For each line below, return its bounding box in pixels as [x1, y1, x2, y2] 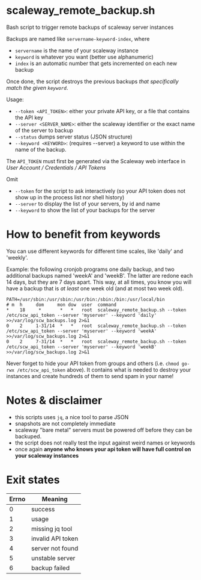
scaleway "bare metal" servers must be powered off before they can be [14, 426, 193, 434]
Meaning [41, 494, 68, 503]
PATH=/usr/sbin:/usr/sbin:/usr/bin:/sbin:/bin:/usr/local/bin [6, 296, 165, 302]
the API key [14, 114, 44, 121]
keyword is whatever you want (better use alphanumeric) [14, 53, 154, 60]
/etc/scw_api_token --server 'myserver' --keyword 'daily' [6, 312, 157, 318]
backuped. [14, 432, 42, 440]
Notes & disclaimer [6, 394, 103, 407]
